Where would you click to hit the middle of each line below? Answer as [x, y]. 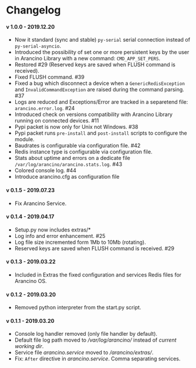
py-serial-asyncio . [38, 46]
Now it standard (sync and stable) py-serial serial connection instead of [102, 40]
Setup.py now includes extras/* [53, 230]
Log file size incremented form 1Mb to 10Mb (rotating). [80, 242]
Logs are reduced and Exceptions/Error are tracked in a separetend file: [101, 102]
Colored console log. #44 [45, 171]
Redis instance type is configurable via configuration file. [83, 152]
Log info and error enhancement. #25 [60, 236]
